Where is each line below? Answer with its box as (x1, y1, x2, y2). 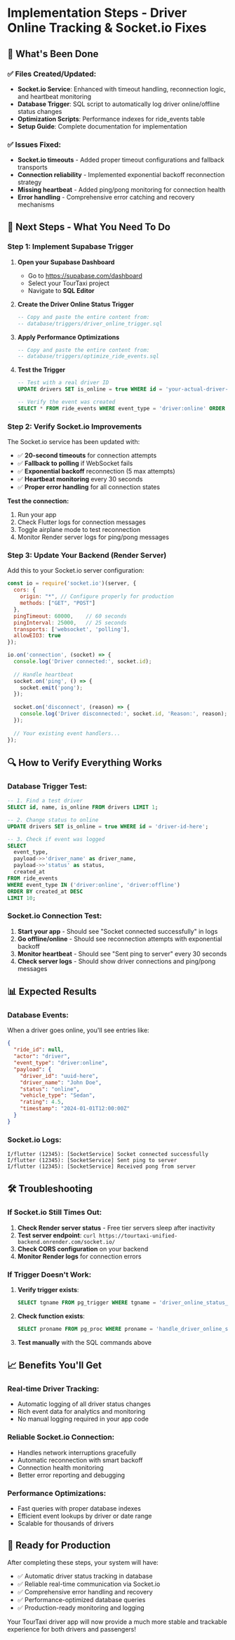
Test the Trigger (17, 365, 66, 374)
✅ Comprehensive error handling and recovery (17, 1587, 153, 1596)
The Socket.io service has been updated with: (7, 438, 140, 446)
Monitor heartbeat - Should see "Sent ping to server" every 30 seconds (17, 949, 227, 958)
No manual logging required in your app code (17, 1414, 149, 1424)
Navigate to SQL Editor (27, 286, 95, 294)
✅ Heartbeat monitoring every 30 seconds (17, 475, 143, 483)
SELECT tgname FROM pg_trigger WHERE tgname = (17, 1299, 156, 1306)
